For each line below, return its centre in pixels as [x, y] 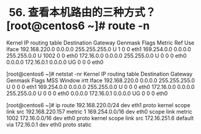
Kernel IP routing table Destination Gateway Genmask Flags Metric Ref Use [100, 43]
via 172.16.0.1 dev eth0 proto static [49, 124]
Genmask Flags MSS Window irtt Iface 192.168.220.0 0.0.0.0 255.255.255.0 [100, 80]
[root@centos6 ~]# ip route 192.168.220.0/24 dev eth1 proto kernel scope [98, 105]
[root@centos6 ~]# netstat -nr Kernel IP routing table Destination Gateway [100, 74]
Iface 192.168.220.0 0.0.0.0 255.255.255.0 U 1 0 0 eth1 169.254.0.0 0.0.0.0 [99, 49]
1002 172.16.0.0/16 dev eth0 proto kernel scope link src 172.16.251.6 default [100, 118]
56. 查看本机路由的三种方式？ [83, 12]
